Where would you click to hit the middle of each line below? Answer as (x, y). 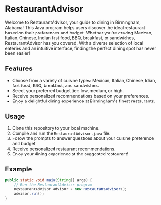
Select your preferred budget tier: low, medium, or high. (68, 90)
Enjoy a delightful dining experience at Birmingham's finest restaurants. (84, 101)
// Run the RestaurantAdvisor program (53, 185)
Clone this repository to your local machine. (56, 128)
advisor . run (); (29, 194)
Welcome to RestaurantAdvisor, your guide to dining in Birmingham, (73, 22)
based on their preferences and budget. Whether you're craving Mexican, (79, 33)
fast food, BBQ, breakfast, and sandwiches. (55, 85)
